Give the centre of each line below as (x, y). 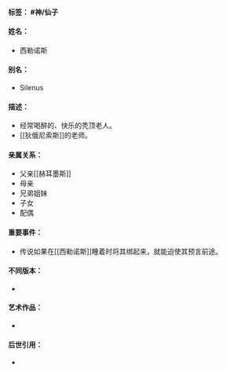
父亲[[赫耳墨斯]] (46, 173)
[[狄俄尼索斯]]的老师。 (56, 135)
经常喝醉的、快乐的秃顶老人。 (67, 126)
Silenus (31, 88)
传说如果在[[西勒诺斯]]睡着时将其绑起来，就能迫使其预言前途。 (121, 251)
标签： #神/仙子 (33, 12)
